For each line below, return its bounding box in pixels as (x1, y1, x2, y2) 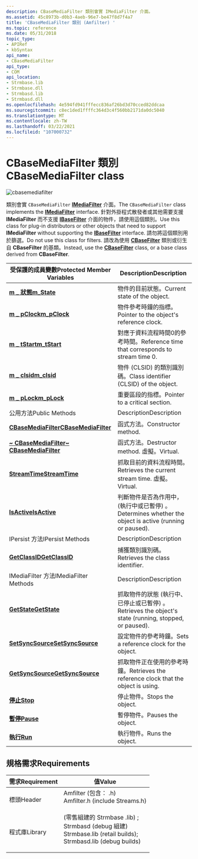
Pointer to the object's (117, 310, 179, 319)
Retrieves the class (117, 553, 170, 561)
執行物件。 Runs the (117, 729, 172, 737)
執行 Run (9, 733, 32, 741)
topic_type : (6, 36, 35, 42)
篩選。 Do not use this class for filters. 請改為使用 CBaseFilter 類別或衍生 (11, 236, 187, 243)
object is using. (117, 682, 160, 690)
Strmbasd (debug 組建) (63, 822, 128, 830)
